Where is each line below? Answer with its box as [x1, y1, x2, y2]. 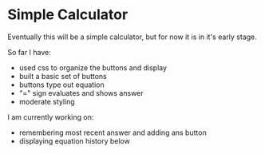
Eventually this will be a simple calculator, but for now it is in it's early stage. [7, 32, 257, 41]
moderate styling [18, 97, 75, 106]
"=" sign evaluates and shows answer [18, 88, 144, 97]
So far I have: [7, 47, 51, 57]
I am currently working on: [7, 112, 94, 121]
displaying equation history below [18, 136, 131, 145]
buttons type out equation [18, 80, 105, 89]
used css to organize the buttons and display [18, 62, 168, 73]
